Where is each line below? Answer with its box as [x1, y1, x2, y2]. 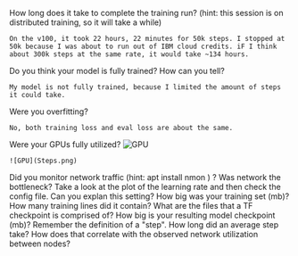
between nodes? [9, 238, 71, 249]
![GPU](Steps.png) [9, 156, 78, 165]
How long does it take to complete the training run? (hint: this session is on [9, 8, 284, 18]
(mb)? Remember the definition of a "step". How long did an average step [9, 219, 279, 230]
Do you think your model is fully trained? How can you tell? [9, 66, 225, 76]
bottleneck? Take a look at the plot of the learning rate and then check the [9, 182, 281, 192]
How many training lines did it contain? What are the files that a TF [9, 201, 253, 211]
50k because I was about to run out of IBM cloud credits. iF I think [9, 42, 277, 51]
